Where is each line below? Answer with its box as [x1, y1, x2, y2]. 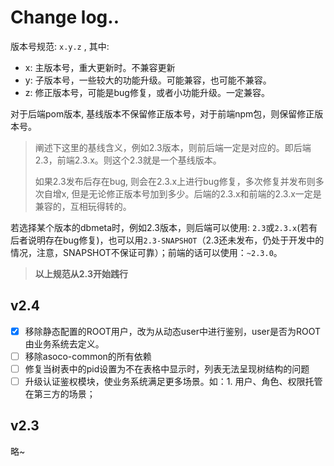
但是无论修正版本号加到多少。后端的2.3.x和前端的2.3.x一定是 [71, 187, 322, 200]
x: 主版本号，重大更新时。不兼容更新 [24, 61, 176, 73]
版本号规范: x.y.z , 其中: [10, 40, 110, 52]
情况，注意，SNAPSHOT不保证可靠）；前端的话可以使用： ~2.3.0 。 [10, 246, 283, 258]
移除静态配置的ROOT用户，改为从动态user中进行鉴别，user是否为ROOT [24, 325, 322, 337]
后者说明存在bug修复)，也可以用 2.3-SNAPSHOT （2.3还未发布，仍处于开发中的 [10, 234, 325, 246]
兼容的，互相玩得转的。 [34, 200, 132, 212]
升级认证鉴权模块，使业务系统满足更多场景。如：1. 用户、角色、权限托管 [24, 375, 323, 387]
